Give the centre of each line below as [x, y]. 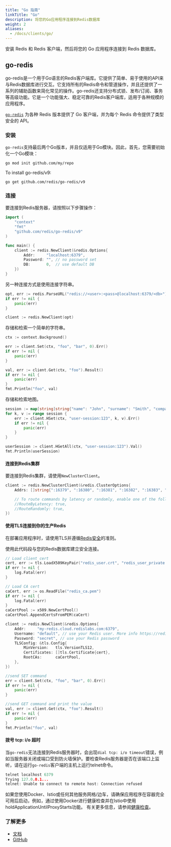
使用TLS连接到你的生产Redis [36, 526]
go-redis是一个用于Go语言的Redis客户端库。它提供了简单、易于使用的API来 [84, 78]
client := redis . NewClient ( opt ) [39, 317]
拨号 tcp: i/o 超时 [23, 740]
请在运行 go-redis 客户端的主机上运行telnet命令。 [65, 765]
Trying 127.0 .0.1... [27, 779]
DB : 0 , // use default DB [59, 265]
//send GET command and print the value [49, 704]
